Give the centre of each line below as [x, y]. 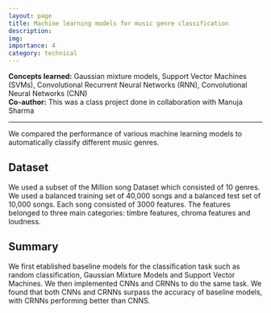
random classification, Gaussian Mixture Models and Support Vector [122, 274]
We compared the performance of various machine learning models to [125, 134]
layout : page [30, 16]
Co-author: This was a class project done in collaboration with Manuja [126, 102]
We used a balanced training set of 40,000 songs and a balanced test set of [135, 195]
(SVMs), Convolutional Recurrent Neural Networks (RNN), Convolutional [128, 85]
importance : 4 [32, 46]
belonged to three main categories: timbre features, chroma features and [129, 213]
